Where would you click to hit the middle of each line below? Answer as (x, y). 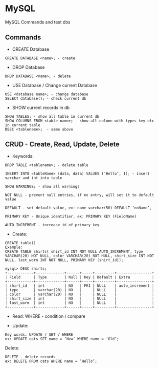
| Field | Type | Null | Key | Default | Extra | (79, 277)
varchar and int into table (34, 178)
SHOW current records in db (41, 108)
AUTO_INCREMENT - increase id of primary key (52, 225)
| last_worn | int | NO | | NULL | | (79, 303)
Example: (14, 247)
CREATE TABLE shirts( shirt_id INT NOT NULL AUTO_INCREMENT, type (74, 251)
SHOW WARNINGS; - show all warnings (42, 186)
